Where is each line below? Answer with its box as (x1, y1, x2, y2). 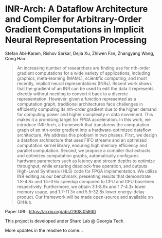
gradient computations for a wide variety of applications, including (17, 70, 150, 76)
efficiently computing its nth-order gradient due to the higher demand (17, 106, 157, 112)
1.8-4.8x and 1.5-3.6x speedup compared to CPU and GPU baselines (17, 178, 154, 184)
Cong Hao (5, 55, 26, 61)
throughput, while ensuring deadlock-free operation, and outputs (17, 163, 147, 169)
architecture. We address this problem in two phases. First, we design (17, 132, 157, 138)
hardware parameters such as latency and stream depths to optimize (17, 158, 155, 164)
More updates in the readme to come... (5, 227, 83, 233)
